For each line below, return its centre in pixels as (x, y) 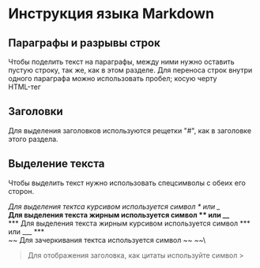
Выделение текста (57, 164)
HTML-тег (24, 87)
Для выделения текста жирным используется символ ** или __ (119, 214)
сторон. (21, 191)
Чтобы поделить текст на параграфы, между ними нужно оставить (121, 61)
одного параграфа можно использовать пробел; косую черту (113, 78)
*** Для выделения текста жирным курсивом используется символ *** (129, 223)
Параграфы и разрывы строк (84, 43)
